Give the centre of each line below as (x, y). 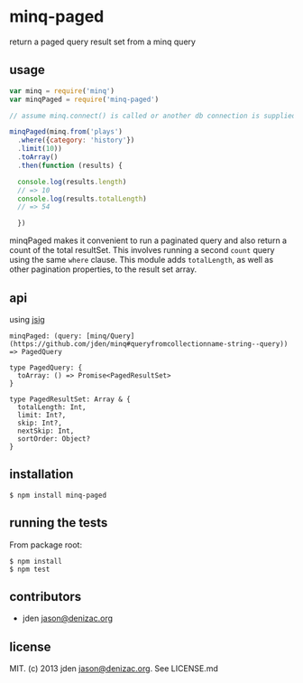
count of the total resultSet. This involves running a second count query (142, 250)
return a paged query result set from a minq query (103, 42)
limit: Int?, (42, 415)
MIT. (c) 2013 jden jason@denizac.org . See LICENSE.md (114, 669)
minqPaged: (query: (46, 336)
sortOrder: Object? (54, 439)
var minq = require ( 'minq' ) (62, 91)
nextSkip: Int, (46, 431)
